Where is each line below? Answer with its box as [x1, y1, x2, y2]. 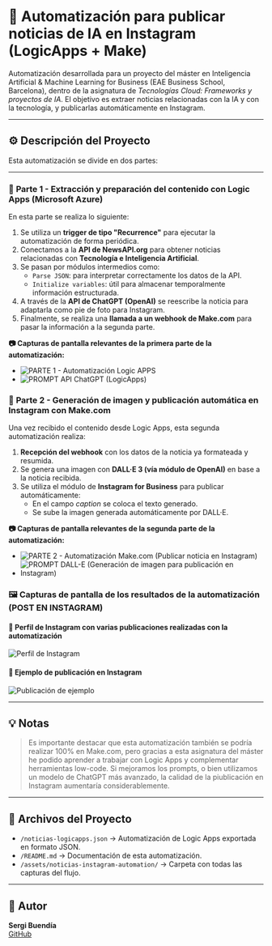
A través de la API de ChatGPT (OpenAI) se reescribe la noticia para [19, 296, 249, 306]
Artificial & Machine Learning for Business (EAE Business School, [8, 77, 225, 87]
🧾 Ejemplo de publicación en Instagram [8, 667, 142, 677]
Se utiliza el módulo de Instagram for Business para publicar [19, 482, 224, 492]
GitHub [8, 929, 32, 939]
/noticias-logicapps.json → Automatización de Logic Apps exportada [19, 833, 257, 843]
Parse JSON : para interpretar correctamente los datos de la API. [32, 271, 242, 280]
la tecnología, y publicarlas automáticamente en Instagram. [8, 103, 206, 113]
